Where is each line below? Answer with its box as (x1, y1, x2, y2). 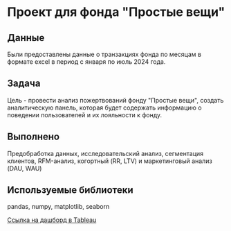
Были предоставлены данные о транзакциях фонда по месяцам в (7, 50, 202, 58)
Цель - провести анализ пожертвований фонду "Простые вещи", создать (7, 96, 224, 104)
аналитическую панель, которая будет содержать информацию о (7, 103, 202, 112)
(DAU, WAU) (7, 164, 42, 172)
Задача (7, 78, 41, 89)
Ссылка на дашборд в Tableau (7, 216, 97, 224)
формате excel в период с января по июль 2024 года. (7, 58, 166, 66)
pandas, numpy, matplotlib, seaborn (7, 203, 110, 211)
